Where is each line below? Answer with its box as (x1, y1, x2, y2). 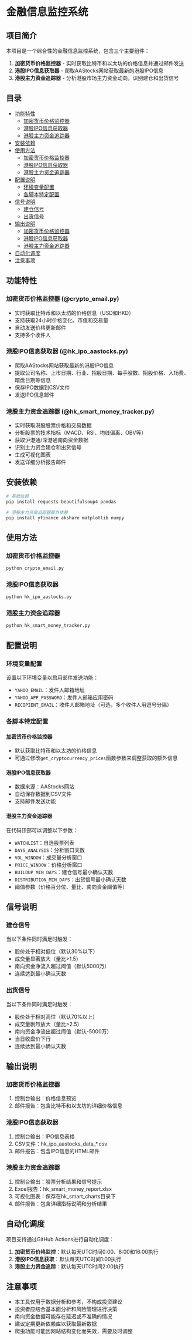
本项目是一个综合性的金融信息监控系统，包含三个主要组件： (6, 48, 150, 54)
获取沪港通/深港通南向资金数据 (14, 436, 89, 444)
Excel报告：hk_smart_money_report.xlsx (14, 1185, 112, 1193)
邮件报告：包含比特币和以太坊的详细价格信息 (14, 1102, 123, 1109)
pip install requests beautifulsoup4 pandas (6, 499, 116, 505)
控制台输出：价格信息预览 (14, 1095, 77, 1102)
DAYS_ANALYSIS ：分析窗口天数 (14, 847, 85, 854)
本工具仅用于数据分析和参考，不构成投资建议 (14, 1298, 123, 1305)
